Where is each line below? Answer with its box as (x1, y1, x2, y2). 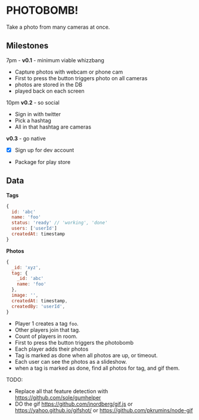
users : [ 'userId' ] (11, 226, 58, 232)
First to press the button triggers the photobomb (14, 339, 134, 346)
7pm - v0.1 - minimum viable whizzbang (6, 56, 104, 63)
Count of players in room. (14, 333, 77, 340)
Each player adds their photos (14, 345, 89, 352)
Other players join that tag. (14, 326, 80, 333)
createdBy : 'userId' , (11, 303, 66, 309)
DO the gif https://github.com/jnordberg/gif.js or (14, 400, 133, 407)
